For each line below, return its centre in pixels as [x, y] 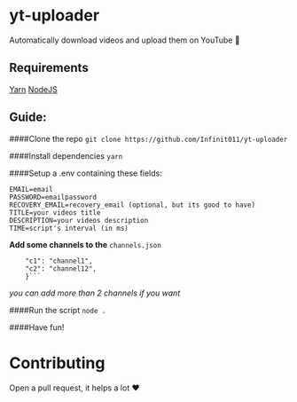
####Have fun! [37, 327]
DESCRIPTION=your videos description [79, 220]
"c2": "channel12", [61, 268]
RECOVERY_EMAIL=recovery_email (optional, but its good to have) [132, 205]
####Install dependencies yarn [66, 155]
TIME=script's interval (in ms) [69, 228]
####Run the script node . [58, 310]
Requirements [49, 68]
